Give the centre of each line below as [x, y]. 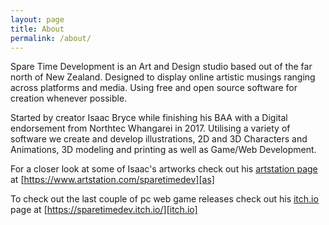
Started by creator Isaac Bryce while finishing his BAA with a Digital [149, 118]
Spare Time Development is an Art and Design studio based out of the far [161, 67]
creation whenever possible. [69, 98]
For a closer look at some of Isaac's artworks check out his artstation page [164, 169]
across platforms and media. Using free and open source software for [154, 88]
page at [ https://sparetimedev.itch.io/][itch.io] [104, 210]
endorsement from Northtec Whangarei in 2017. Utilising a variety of [150, 128]
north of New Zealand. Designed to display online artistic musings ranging [163, 77]
